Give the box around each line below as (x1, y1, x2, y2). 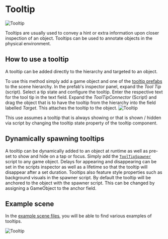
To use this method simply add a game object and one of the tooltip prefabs (5, 78, 162, 84)
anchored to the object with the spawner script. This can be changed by (5, 180, 155, 186)
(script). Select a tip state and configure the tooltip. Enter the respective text (5, 89, 163, 95)
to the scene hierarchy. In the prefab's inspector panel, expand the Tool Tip (5, 83, 161, 89)
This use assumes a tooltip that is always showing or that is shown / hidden (5, 114, 161, 121)
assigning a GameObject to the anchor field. (5, 185, 97, 191)
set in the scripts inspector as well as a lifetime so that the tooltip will (5, 164, 148, 170)
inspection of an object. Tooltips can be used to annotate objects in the (5, 35, 152, 41)
